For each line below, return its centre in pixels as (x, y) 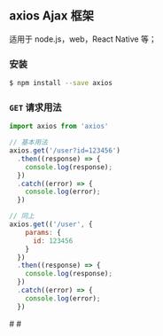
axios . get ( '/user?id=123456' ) (65, 151)
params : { (43, 232)
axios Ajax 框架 (52, 16)
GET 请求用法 (35, 107)
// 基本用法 (29, 143)
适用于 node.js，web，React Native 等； (83, 39)
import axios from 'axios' (59, 127)
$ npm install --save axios (61, 83)
